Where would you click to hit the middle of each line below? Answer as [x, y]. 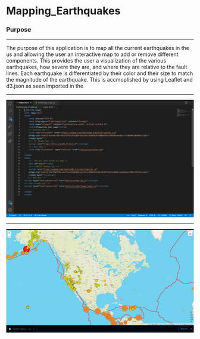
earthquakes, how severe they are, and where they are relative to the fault [97, 67]
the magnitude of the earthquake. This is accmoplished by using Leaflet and [100, 80]
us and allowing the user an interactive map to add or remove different [92, 54]
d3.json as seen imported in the [45, 86]
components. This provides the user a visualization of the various [86, 61]
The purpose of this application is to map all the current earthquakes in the [98, 48]
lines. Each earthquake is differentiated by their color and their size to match [100, 73]
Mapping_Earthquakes [63, 11]
